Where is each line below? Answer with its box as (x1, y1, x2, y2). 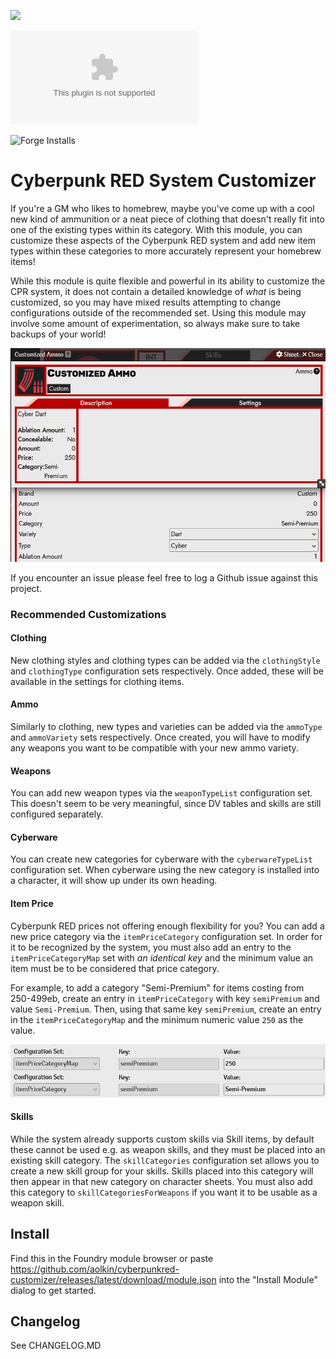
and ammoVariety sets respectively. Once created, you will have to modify (10, 731, 311, 744)
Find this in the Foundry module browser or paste (10, 1252, 214, 1264)
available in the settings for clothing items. (10, 675, 185, 687)
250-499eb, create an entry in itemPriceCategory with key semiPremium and (10, 992, 320, 1004)
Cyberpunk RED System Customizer (10, 170, 317, 192)
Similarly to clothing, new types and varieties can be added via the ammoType (10, 721, 323, 733)
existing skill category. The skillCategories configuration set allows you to (10, 1154, 320, 1166)
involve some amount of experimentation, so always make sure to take (10, 317, 301, 329)
